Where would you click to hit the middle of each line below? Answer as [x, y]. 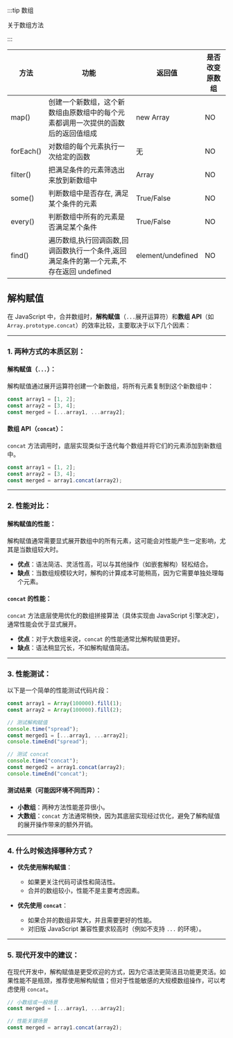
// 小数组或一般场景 [33, 1002]
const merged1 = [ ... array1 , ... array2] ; [68, 736]
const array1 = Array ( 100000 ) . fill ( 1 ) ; [65, 704]
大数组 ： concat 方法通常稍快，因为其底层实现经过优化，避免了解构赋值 [119, 816]
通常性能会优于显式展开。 [44, 624]
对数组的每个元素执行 [83, 146]
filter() [21, 175]
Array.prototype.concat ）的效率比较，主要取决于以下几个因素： [99, 325]
